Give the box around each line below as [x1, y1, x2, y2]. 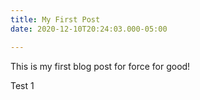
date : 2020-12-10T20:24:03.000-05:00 [10, 24, 168, 34]
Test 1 [10, 79, 35, 91]
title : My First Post [10, 14, 101, 25]
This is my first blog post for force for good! [10, 60, 191, 72]
